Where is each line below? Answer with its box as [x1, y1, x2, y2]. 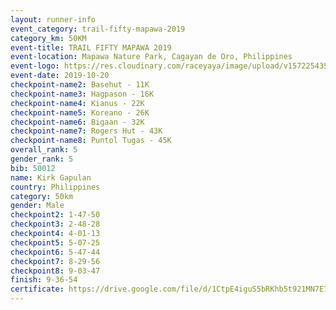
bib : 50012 [10, 163, 56, 173]
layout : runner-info [10, 14, 97, 25]
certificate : [10, 284, 65, 295]
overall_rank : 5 [10, 145, 78, 155]
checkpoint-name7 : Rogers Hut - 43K [10, 126, 163, 136]
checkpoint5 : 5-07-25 [10, 237, 101, 248]
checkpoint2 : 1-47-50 [10, 210, 101, 220]
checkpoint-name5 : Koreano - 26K [10, 107, 150, 118]
